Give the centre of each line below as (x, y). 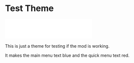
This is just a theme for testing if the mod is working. (57, 46)
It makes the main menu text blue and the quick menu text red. (67, 55)
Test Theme (30, 8)
